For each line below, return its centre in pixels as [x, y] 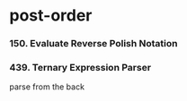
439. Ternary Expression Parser [80, 68]
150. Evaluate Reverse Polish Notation [93, 44]
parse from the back [47, 87]
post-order [51, 16]
